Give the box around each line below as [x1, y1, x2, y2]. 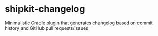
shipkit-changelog [5, 3, 85, 15]
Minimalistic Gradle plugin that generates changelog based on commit [5, 20, 153, 26]
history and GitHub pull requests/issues [5, 25, 88, 31]
